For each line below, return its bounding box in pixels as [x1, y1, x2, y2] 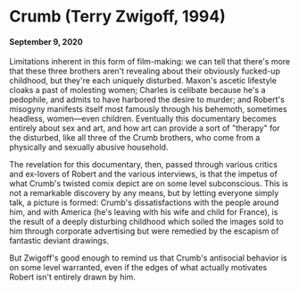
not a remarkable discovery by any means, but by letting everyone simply [9, 188, 279, 199]
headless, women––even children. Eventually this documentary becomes [9, 114, 277, 124]
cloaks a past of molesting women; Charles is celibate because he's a [9, 85, 266, 96]
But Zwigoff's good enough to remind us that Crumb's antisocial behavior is [9, 252, 287, 263]
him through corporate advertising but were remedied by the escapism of [9, 226, 279, 236]
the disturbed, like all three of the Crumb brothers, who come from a [9, 133, 261, 143]
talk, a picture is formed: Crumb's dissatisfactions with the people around [9, 197, 279, 208]
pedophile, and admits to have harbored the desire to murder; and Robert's [9, 94, 286, 105]
